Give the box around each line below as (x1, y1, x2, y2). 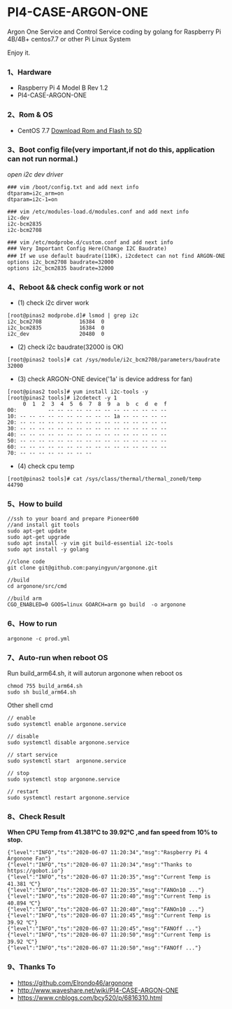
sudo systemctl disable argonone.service (7, 739, 130, 746)
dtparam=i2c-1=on (7, 195, 58, 203)
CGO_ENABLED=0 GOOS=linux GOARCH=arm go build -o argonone (7, 601, 187, 608)
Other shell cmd (7, 701, 54, 710)
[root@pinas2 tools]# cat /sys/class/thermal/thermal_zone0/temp (7, 476, 201, 483)
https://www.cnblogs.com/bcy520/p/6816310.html (17, 993, 163, 1002)
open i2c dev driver (7, 170, 64, 179)
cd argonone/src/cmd (7, 583, 68, 590)
